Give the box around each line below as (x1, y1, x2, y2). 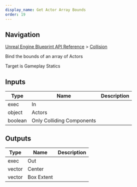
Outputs (5, 134, 31, 142)
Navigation (5, 30, 40, 39)
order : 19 (5, 12, 26, 17)
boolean (7, 117, 27, 124)
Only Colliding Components (31, 117, 96, 124)
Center (27, 165, 44, 172)
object (7, 109, 22, 116)
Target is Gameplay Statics (5, 63, 60, 69)
